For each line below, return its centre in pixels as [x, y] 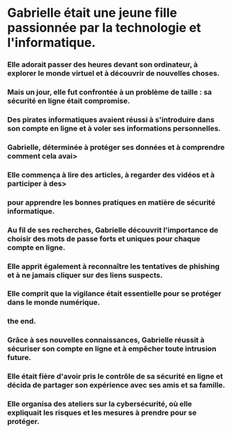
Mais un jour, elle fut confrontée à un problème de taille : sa [110, 92]
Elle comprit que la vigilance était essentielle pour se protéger [114, 294]
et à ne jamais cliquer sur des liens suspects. [85, 275]
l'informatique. [52, 43]
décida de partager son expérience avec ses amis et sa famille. [116, 385]
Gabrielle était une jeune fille [92, 13]
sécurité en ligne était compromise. [69, 101]
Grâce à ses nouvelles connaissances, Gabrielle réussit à [106, 340]
